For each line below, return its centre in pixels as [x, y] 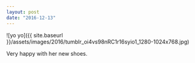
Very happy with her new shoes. [47, 53]
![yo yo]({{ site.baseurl [35, 35]
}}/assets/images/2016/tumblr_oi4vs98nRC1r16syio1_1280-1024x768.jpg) [98, 42]
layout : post [23, 12]
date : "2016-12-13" [31, 18]
